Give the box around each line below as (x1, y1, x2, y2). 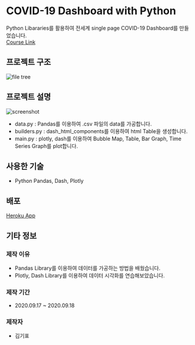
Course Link (6, 38, 35, 46)
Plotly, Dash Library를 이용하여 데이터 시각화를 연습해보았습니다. (14, 272, 165, 279)
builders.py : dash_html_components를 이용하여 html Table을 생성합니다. (14, 127, 188, 134)
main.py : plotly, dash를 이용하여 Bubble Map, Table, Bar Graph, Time (14, 135, 182, 142)
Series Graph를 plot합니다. (14, 142, 79, 149)
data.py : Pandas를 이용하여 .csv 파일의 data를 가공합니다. (14, 120, 152, 127)
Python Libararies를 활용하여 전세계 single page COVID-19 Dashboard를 (6, 24, 178, 31)
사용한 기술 (6, 161, 44, 171)
